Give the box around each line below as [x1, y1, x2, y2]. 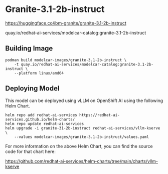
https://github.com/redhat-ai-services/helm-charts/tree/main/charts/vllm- [5, 158, 158, 164]
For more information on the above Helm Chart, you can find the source [5, 143, 153, 149]
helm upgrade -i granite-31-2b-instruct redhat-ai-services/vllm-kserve [5, 125, 160, 130]
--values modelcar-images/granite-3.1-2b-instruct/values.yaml [14, 134, 149, 139]
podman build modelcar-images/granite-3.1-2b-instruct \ [5, 57, 127, 62]
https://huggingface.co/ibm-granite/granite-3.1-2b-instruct [5, 20, 127, 26]
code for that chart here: [5, 148, 56, 154]
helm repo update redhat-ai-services [5, 121, 84, 126]
